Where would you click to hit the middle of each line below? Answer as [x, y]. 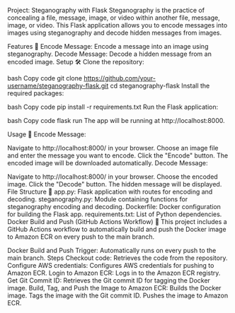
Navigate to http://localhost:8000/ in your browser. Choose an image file [113, 148]
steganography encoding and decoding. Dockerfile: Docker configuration [114, 207]
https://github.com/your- [120, 78]
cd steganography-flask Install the [160, 85]
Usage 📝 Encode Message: [47, 134]
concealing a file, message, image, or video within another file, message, [114, 18]
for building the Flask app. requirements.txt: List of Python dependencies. [115, 214]
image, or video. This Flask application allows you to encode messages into [117, 25]
